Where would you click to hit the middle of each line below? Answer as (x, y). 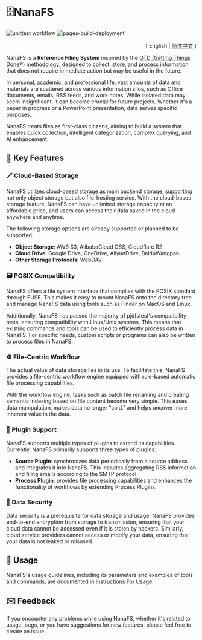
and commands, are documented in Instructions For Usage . (80, 581)
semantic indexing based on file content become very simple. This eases (97, 401)
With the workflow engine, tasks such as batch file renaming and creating (98, 395)
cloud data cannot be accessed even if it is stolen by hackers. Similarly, (95, 528)
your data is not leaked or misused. (50, 541)
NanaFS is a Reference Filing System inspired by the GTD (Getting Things (99, 57)
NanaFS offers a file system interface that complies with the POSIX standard (101, 291)
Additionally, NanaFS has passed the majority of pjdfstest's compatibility (96, 315)
